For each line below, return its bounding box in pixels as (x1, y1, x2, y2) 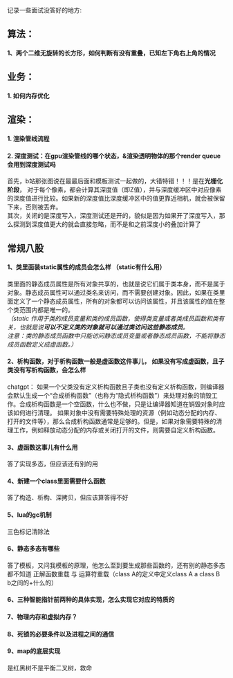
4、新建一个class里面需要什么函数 (7, 477, 106, 485)
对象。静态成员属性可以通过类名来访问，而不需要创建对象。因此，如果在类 (7, 288, 219, 296)
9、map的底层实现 (7, 647, 61, 655)
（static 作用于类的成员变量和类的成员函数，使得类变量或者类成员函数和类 (7, 314, 219, 322)
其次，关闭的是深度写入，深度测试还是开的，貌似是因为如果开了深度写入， (7, 212, 219, 220)
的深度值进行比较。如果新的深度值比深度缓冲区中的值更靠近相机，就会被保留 (7, 194, 225, 203)
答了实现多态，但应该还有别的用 (7, 459, 98, 468)
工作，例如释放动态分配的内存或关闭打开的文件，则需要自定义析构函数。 (12, 425, 219, 434)
